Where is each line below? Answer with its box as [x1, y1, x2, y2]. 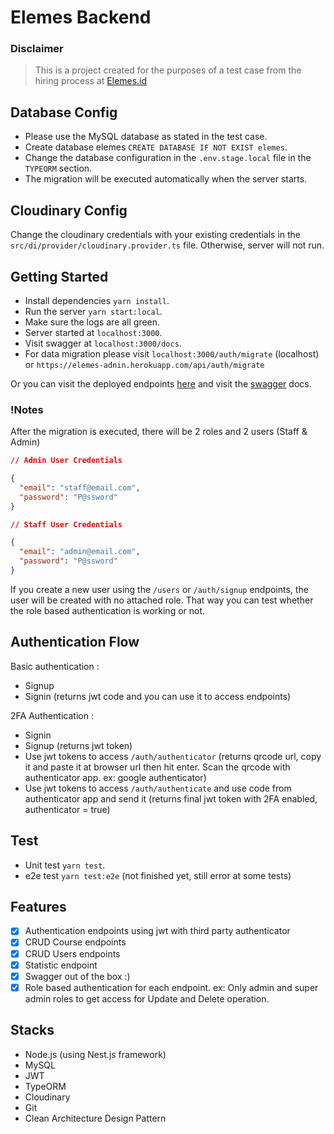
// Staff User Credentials [10, 519, 123, 530]
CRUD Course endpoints [24, 936, 127, 948]
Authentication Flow [10, 634, 140, 651]
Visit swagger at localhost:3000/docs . [24, 337, 182, 349]
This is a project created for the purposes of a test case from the [34, 64, 302, 76]
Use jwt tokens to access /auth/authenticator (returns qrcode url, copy [24, 750, 322, 762]
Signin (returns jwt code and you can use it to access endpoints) [24, 690, 292, 702]
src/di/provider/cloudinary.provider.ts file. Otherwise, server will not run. [10, 239, 325, 251]
